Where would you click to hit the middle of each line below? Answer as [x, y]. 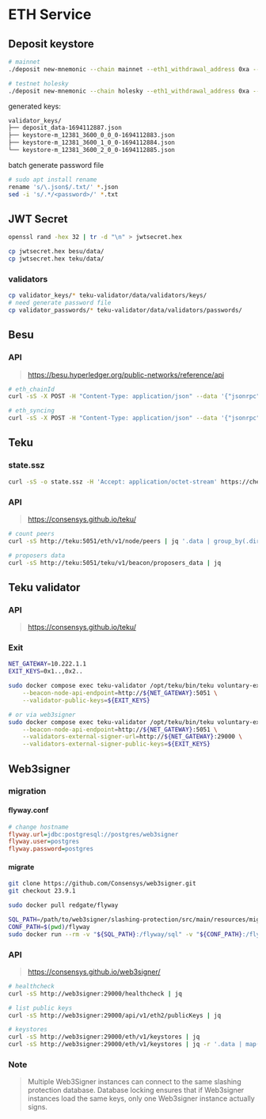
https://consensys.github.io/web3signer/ [94, 972]
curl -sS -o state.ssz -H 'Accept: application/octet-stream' [113, 482]
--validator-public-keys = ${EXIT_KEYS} [86, 700]
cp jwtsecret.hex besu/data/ [56, 252]
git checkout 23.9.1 [42, 891]
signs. [37, 1107]
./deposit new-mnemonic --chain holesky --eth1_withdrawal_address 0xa [129, 91]
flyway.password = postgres [51, 849]
